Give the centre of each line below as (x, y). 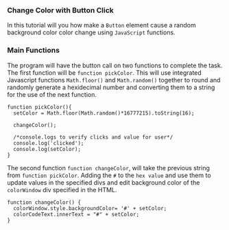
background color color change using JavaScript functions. (92, 32)
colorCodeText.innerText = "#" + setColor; (76, 214)
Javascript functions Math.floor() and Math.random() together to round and (114, 80)
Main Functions (34, 50)
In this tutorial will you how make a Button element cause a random (102, 25)
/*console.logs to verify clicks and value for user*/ (93, 137)
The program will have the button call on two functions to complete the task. (115, 65)
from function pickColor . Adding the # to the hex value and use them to (109, 175)
